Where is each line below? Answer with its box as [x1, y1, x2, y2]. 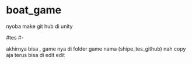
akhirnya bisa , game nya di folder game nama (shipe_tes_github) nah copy [6, 45, 186, 52]
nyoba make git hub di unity [6, 23, 73, 30]
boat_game [6, 3, 62, 17]
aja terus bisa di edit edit [6, 51, 65, 58]
